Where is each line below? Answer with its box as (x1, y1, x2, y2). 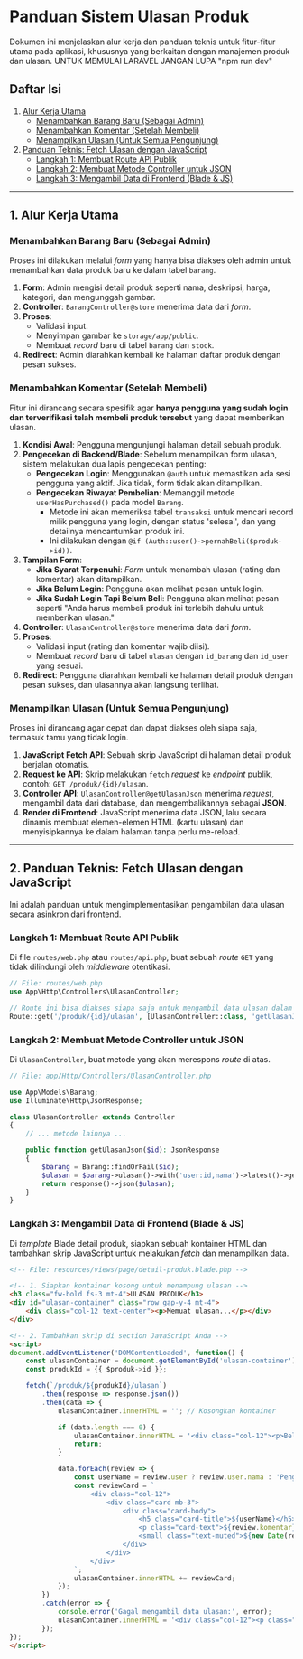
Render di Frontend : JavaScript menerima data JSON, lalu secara (22, 807, 267, 818)
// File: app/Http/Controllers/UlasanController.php (9, 1071, 212, 1080)
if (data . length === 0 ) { (57, 1422, 155, 1432)
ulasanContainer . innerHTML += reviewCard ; (73, 1573, 236, 1583)
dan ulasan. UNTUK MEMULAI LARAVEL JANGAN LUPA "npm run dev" (9, 55, 273, 66)
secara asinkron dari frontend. (9, 909, 122, 919)
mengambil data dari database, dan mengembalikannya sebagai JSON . (22, 797, 287, 808)
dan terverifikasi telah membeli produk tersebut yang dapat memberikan (9, 411, 285, 422)
